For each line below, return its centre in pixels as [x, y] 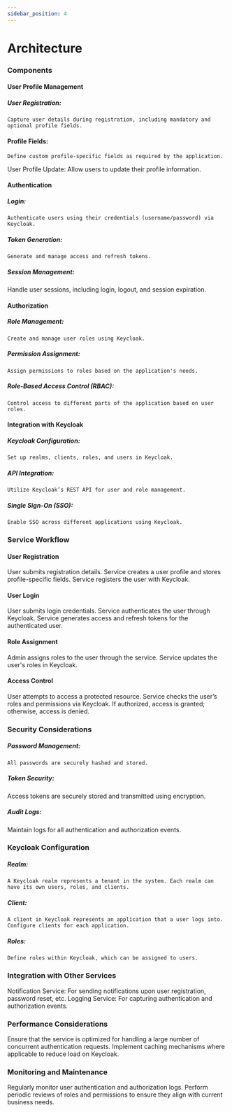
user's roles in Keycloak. [43, 664]
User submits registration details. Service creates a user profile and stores [114, 572]
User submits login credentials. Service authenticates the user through [109, 611]
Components [30, 70]
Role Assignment [32, 641]
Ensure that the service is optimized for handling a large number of [103, 1039]
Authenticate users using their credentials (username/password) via [111, 218]
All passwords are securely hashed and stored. [78, 763]
